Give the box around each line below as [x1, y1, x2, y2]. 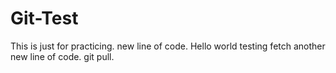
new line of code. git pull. [10, 50, 115, 62]
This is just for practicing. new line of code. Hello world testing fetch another [10, 40, 326, 52]
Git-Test [10, 7, 79, 30]
